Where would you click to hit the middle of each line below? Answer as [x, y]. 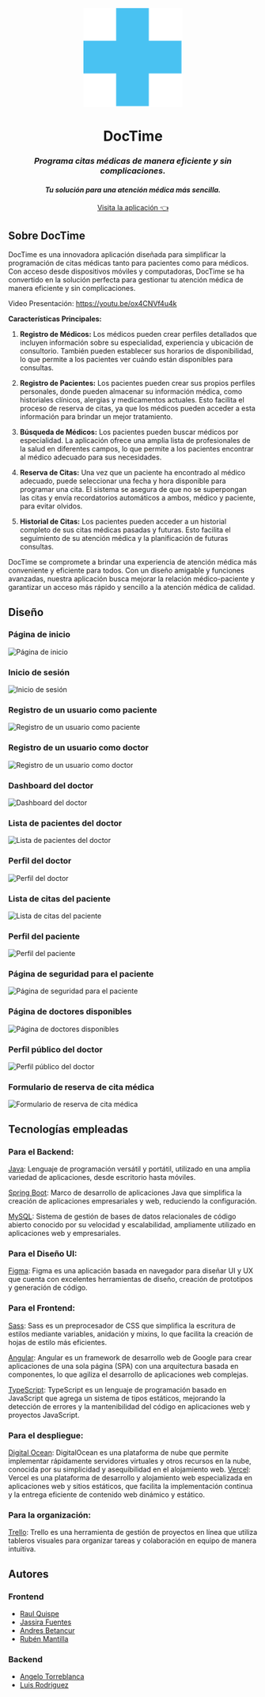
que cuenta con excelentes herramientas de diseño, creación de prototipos [131, 1279]
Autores [28, 1574]
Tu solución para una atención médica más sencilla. [133, 190]
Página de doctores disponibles [70, 1011]
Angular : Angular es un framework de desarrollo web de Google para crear [130, 1357]
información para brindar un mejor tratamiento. [96, 417]
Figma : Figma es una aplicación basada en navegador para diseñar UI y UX [131, 1271]
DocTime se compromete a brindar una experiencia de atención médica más [132, 562]
